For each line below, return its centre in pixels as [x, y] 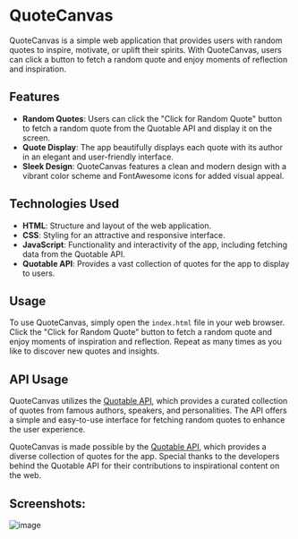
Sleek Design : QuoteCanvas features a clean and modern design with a [154, 166]
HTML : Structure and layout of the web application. [117, 226]
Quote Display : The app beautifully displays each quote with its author [153, 147]
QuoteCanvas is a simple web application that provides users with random [146, 40]
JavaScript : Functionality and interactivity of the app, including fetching [155, 244]
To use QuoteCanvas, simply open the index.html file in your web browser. [147, 322]
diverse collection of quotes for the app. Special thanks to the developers [145, 457]
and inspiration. [38, 69]
